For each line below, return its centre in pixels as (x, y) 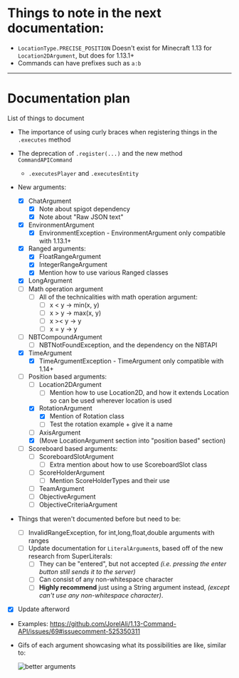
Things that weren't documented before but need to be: (99, 519)
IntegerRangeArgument (73, 265)
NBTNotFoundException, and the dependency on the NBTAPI (128, 345)
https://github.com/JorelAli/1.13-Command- (113, 623)
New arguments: (42, 187)
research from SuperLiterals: (70, 556)
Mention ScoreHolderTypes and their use (110, 480)
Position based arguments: (68, 377)
